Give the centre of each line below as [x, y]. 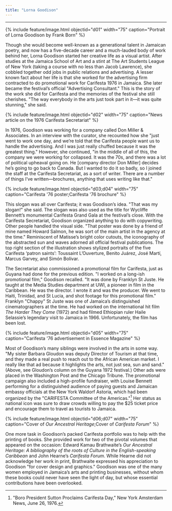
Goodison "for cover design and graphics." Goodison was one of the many [84, 467]
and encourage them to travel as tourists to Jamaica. [61, 409]
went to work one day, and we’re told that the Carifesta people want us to [83, 141]
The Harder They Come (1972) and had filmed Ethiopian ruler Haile [76, 312]
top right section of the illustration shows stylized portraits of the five [78, 248]
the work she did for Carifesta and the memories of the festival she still [80, 94]
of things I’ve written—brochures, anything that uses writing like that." [79, 179]
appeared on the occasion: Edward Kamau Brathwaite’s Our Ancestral [79, 445]
